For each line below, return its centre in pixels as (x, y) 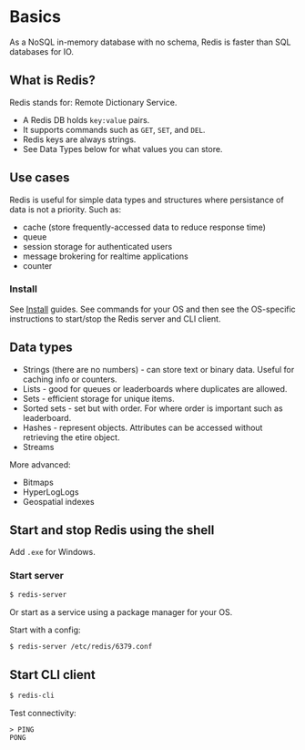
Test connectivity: (43, 714)
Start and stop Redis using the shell (112, 530)
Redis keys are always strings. (79, 139)
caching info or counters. (70, 379)
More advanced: (40, 464)
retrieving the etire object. (71, 437)
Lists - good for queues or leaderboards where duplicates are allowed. (155, 388)
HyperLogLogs (51, 492)
